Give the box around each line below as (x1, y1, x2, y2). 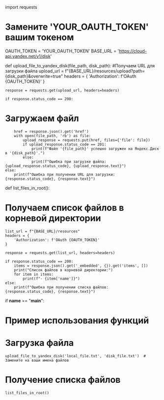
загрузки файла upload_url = (5, 68, 64, 74)
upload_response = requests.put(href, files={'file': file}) (23, 138, 151, 143)
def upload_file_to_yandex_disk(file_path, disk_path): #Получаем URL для (5, 62, 155, 68)
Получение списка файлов (5, 374, 121, 385)
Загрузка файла (5, 338, 74, 348)
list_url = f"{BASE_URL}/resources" (5, 229, 80, 234)
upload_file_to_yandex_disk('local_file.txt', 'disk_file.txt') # (5, 353, 146, 358)
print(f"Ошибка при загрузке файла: (31, 159, 107, 164)
